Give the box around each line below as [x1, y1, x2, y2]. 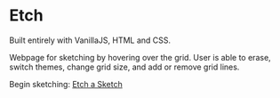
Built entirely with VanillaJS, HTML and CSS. [9, 35, 172, 45]
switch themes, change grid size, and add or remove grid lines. [9, 61, 240, 72]
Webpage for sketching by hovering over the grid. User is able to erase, [9, 52, 271, 62]
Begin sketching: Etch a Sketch [9, 78, 123, 89]
